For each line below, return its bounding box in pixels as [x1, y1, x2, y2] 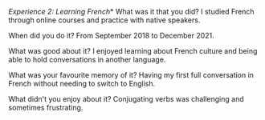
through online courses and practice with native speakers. [8, 15, 201, 25]
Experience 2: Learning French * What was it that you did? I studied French [8, 7, 255, 16]
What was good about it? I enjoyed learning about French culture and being [8, 46, 258, 55]
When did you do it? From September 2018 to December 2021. [8, 31, 214, 40]
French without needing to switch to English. [8, 79, 155, 88]
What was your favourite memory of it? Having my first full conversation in [8, 70, 255, 79]
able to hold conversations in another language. [8, 55, 166, 64]
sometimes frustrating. [8, 103, 84, 112]
